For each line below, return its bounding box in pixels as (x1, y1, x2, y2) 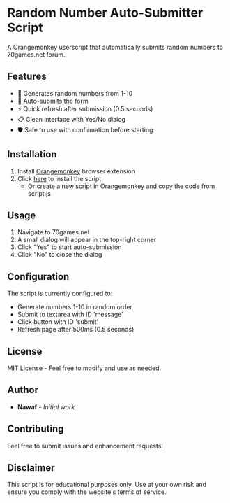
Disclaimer (7, 462, 55, 474)
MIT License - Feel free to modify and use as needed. (7, 364, 162, 372)
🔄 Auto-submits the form (17, 97, 89, 105)
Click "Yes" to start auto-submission (17, 243, 122, 251)
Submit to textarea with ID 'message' (17, 310, 123, 319)
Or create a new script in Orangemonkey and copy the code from (27, 182, 215, 190)
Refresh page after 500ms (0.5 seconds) (17, 325, 135, 334)
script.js (27, 189, 51, 197)
